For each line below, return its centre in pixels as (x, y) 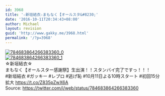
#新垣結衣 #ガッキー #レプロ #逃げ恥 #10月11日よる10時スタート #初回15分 (82, 76)
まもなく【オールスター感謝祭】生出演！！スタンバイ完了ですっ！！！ (78, 70)
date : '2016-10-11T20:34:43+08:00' (43, 19)
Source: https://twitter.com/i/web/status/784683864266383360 (72, 88)
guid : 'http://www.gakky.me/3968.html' (47, 33)
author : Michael (22, 24)
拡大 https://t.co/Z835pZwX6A (37, 82)
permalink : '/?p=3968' (29, 38)
